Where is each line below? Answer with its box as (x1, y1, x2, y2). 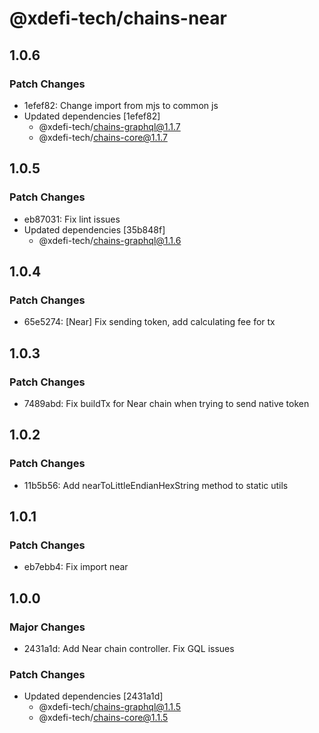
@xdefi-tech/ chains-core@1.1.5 (38, 712, 169, 724)
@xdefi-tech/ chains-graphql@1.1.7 (38, 120, 181, 132)
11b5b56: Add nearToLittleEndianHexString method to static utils (23, 479, 289, 491)
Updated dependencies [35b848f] (23, 223, 166, 236)
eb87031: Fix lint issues (23, 213, 121, 225)
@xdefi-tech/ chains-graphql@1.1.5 (38, 701, 182, 713)
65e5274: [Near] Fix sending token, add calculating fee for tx (23, 316, 276, 328)
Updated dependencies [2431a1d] (23, 690, 164, 702)
